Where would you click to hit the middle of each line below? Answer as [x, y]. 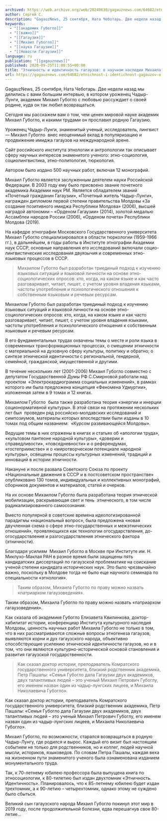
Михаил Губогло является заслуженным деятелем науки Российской [79, 180]
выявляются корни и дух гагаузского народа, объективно [67, 638]
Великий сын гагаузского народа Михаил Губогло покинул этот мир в [79, 804]
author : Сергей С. [24, 14]
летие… [13, 814]
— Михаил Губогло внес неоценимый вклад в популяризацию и [74, 135]
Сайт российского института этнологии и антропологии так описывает [81, 150]
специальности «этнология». [36, 577]
